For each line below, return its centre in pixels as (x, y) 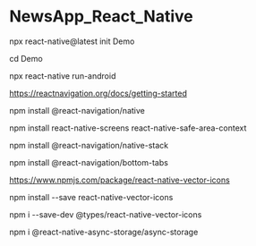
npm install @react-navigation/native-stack (89, 145)
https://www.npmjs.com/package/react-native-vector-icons (119, 180)
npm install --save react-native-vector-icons (91, 197)
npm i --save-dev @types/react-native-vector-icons (106, 214)
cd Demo (26, 58)
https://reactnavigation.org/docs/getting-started (98, 93)
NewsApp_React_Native (102, 17)
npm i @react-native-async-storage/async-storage (104, 232)
